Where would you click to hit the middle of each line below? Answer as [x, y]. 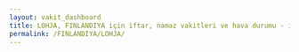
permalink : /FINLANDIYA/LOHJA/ [67, 33]
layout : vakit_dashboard [55, 17]
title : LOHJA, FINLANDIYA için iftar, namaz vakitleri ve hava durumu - [147, 26]
